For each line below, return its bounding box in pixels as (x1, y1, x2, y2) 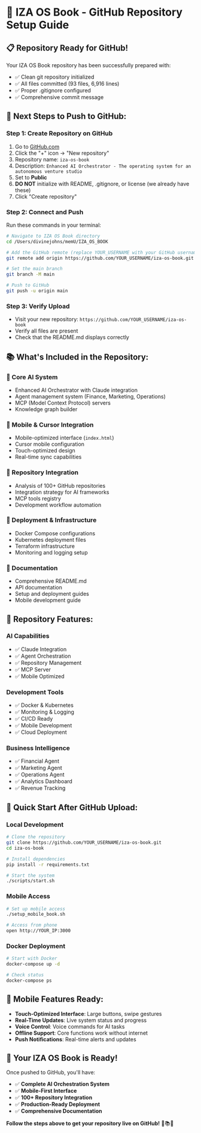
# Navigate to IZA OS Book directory (6, 233, 100, 239)
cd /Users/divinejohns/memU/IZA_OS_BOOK (6, 238, 109, 245)
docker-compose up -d (6, 961, 60, 967)
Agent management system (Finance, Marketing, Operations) (14, 392, 166, 400)
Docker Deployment (6, 942, 66, 950)
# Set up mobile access (6, 906, 66, 912)
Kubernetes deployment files (14, 536, 87, 543)
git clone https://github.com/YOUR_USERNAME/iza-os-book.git (6, 840, 162, 846)
